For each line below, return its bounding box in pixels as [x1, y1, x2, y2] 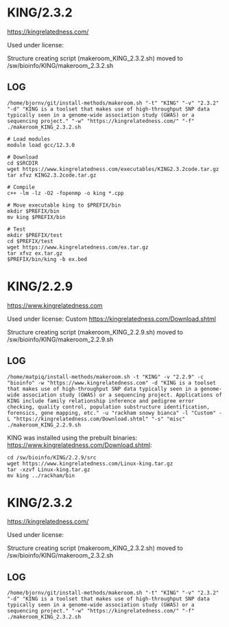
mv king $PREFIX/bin [7, 214, 67, 220]
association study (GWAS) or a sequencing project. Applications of [22, 391, 223, 398]
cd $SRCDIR [7, 159, 38, 166]
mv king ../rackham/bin [7, 472, 75, 479]
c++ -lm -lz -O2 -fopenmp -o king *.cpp [7, 190, 125, 196]
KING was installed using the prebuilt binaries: [7, 433, 138, 442]
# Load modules [7, 135, 51, 142]
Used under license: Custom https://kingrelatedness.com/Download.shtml [7, 315, 216, 323]
